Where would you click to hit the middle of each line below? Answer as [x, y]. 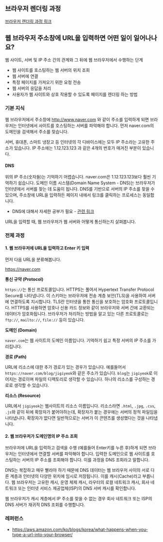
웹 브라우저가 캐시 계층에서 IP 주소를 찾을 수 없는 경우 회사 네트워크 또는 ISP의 [79, 499]
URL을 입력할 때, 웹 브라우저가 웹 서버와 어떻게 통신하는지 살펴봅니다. [71, 222]
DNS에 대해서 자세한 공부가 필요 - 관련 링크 [53, 211]
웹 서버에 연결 [25, 76]
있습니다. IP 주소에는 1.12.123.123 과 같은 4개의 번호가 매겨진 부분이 [78, 148]
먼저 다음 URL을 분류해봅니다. [33, 260]
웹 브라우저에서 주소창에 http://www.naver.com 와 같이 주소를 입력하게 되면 [77, 119]
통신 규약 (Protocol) [24, 279]
